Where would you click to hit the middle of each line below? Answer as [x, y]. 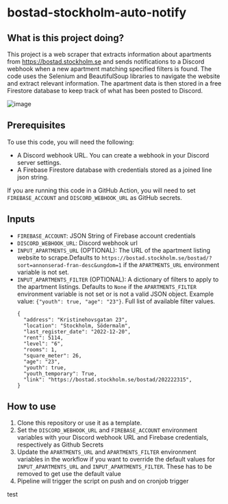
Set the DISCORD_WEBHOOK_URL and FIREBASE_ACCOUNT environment [107, 430]
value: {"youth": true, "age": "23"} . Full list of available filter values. [116, 301]
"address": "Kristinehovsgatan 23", [76, 320]
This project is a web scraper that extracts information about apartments [110, 54]
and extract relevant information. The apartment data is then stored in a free [114, 83]
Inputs [21, 219]
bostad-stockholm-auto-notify [97, 13]
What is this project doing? [66, 38]
